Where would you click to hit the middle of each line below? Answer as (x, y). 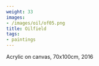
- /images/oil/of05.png (36, 23)
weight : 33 (20, 12)
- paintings (21, 40)
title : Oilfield (26, 28)
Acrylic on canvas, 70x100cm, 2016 (50, 57)
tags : (13, 34)
